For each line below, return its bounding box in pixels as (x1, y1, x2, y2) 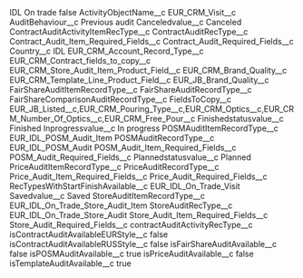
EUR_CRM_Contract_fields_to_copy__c (9, 55, 151, 65)
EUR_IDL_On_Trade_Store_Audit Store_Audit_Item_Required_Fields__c (9, 210, 269, 220)
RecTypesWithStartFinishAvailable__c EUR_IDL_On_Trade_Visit (9, 181, 240, 192)
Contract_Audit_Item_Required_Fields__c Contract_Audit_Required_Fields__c (9, 36, 294, 46)
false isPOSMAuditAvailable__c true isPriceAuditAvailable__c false (9, 248, 254, 259)
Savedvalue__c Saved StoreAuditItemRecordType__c (9, 191, 206, 201)
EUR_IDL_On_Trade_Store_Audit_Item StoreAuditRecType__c (9, 200, 233, 211)
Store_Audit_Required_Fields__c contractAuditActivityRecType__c (9, 220, 253, 230)
